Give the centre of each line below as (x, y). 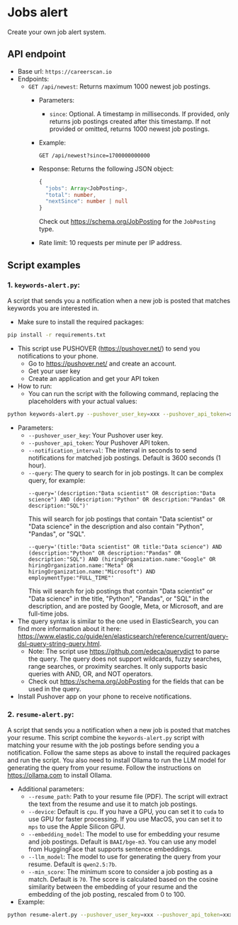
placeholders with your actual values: (83, 401)
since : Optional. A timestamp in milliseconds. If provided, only (140, 113)
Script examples (44, 265)
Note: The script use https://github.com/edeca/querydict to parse (124, 651)
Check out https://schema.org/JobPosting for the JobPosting (127, 222)
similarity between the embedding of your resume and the (113, 887)
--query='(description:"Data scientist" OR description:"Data (122, 493)
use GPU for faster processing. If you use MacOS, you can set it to (125, 819)
